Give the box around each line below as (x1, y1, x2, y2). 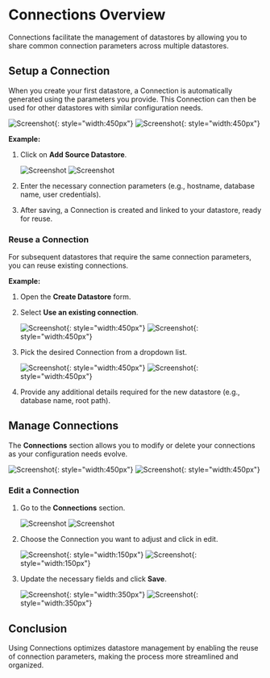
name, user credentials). (19, 189, 102, 199)
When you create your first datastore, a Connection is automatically (8, 85, 233, 95)
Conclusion (8, 622, 68, 635)
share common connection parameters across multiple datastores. (8, 40, 230, 50)
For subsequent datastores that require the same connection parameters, (8, 252, 252, 262)
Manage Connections (8, 419, 119, 433)
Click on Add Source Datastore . (19, 149, 127, 159)
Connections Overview (8, 6, 166, 24)
